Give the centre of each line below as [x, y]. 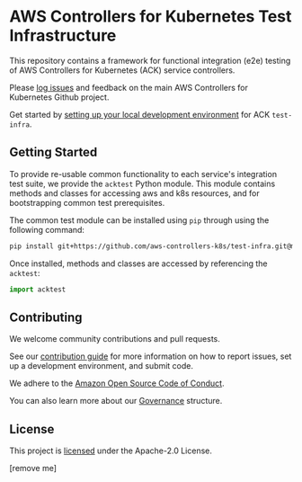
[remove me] [33, 469]
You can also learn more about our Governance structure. [116, 401]
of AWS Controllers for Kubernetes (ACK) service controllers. [122, 70]
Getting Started [53, 152]
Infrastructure [63, 36]
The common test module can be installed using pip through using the [139, 220]
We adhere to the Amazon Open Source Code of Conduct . [117, 383]
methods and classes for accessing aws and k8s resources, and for [134, 193]
